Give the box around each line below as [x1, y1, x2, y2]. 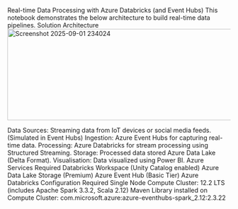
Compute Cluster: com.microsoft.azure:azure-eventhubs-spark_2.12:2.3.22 [7, 193, 227, 202]
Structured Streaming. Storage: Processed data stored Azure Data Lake [7, 148, 216, 157]
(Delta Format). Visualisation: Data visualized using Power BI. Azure [7, 156, 204, 165]
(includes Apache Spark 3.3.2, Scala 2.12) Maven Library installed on [7, 186, 208, 194]
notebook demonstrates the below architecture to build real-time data [7, 13, 210, 22]
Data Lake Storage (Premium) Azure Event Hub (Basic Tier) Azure [7, 171, 199, 179]
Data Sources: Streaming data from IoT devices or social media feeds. [7, 126, 212, 134]
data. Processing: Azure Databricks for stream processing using [21, 141, 209, 149]
